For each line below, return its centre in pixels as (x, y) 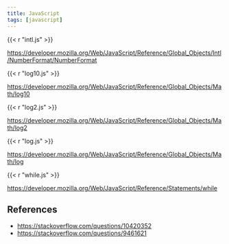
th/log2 (17, 127)
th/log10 (19, 94)
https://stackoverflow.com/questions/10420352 (84, 226)
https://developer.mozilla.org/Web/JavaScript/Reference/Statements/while (112, 188)
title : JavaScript (33, 13)
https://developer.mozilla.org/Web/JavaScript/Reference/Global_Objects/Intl (114, 53)
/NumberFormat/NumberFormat (52, 60)
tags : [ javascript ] (35, 20)
